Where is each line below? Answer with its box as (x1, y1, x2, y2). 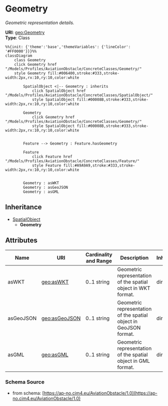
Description (120, 254, 149, 261)
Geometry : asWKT (23, 180, 59, 186)
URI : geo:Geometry (5, 29, 45, 35)
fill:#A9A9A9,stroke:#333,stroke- (63, 163, 135, 168)
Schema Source (5, 378, 45, 385)
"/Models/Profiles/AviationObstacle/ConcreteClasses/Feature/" (5, 159, 140, 164)
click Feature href (31, 154, 72, 159)
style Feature (31, 163, 61, 168)
